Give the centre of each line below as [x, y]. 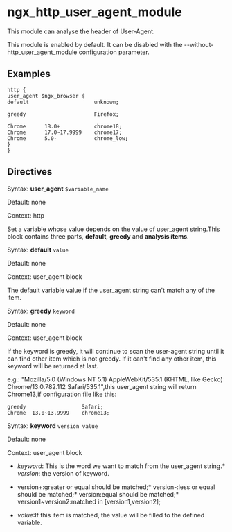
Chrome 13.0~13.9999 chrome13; [59, 413]
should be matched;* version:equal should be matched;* [98, 494]
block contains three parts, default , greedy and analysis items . [98, 236]
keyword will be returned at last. [53, 366]
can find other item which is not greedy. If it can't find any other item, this [112, 359]
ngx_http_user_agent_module [95, 12]
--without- [199, 44]
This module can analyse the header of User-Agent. [81, 31]
